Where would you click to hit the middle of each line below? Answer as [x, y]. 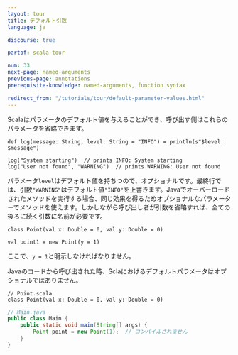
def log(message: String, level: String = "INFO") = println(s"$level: [115, 142]
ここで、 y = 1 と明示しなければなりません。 [71, 256]
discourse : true [31, 40]
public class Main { [38, 319]
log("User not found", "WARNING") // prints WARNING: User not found [114, 166]
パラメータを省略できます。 [48, 128]
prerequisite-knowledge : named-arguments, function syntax [97, 85]
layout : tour [27, 14]
